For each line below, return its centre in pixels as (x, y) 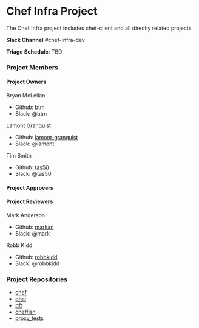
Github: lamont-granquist (46, 138)
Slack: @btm (31, 114)
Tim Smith (19, 156)
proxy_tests (29, 318)
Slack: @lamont (35, 144)
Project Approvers (30, 187)
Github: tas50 (32, 167)
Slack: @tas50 (33, 174)
